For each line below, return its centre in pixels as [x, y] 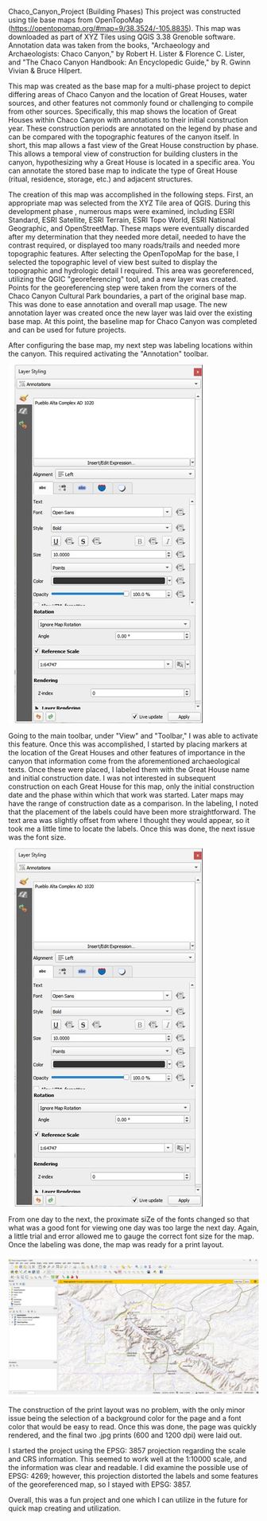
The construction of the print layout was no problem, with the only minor [127, 1410]
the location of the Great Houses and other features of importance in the [127, 753]
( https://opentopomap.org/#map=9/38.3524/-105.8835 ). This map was [124, 28]
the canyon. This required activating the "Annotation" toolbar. [108, 354]
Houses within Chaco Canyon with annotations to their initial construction [128, 120]
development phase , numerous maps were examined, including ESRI [121, 211]
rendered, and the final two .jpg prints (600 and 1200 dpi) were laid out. [125, 1435]
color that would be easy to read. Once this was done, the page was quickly [132, 1426]
